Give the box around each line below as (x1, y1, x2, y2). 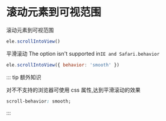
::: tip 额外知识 (6, 73, 41, 81)
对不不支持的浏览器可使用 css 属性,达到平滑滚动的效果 (6, 86, 141, 93)
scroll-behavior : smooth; (6, 98, 71, 104)
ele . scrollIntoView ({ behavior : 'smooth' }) (6, 62, 120, 68)
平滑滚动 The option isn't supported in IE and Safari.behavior (6, 50, 160, 57)
